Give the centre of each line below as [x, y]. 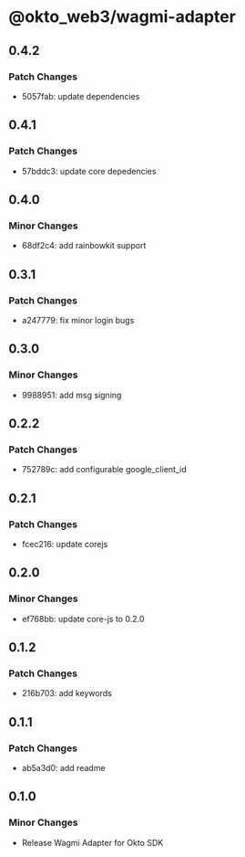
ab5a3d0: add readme [63, 768]
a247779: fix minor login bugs [78, 320]
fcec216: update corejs [65, 544]
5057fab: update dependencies [81, 96]
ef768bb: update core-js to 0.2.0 [83, 619]
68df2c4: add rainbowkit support [84, 246]
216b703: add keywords [67, 693]
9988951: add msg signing [71, 395]
